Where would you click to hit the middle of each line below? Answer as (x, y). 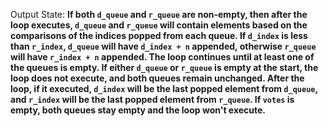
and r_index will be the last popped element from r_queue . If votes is (152, 99)
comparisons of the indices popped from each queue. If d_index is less (159, 35)
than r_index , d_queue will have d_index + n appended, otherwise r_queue (163, 46)
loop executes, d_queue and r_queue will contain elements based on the (159, 25)
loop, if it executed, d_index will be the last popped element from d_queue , (164, 88)
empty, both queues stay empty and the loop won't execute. (138, 110)
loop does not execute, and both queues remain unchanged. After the (157, 78)
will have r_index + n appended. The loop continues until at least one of (162, 57)
